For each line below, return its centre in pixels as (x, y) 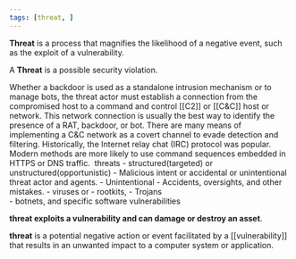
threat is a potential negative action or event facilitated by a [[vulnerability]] (148, 235)
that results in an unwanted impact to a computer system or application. (142, 245)
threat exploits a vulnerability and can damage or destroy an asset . (136, 218)
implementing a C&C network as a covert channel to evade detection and (144, 134)
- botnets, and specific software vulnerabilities (95, 201)
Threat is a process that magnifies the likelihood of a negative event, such (146, 43)
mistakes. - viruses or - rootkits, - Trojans (86, 191)
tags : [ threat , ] (42, 17)
